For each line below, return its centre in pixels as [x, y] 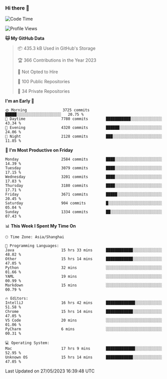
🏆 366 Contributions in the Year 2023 [57, 60]
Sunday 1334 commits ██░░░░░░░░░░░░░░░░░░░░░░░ [84, 212]
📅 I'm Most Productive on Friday [39, 150]
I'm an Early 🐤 [20, 101]
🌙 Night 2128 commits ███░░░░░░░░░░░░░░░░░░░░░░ [84, 137]
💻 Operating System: [27, 343]
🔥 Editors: [17, 299]
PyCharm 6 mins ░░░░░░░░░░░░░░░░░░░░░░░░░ [84, 329]
